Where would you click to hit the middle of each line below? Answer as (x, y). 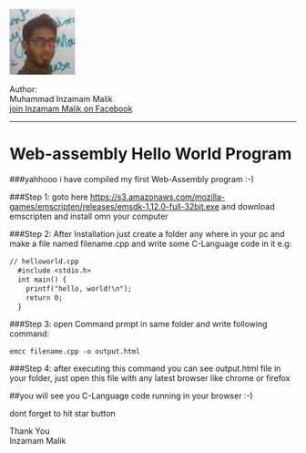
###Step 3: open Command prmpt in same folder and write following (138, 324)
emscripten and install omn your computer (89, 216)
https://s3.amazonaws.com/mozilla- (158, 197)
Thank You (30, 431)
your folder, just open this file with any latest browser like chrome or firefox (150, 377)
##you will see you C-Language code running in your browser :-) (131, 396)
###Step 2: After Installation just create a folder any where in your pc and (147, 233)
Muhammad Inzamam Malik (61, 99)
